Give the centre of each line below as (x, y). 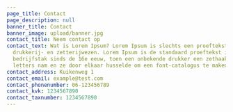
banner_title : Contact (39, 26)
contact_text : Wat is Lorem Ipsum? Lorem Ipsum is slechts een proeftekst (117, 46)
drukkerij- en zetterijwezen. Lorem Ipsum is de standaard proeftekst (117, 53)
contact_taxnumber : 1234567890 (52, 98)
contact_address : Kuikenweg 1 (50, 72)
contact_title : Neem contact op (53, 40)
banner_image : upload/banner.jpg (55, 33)
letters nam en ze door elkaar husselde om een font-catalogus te (111, 65)
